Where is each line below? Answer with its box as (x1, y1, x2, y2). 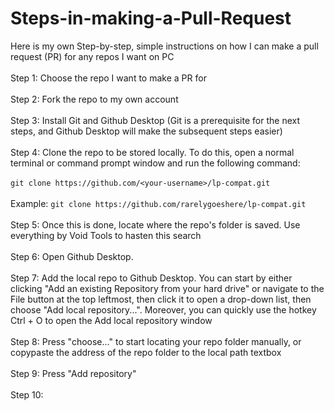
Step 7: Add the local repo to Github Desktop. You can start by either (10, 272, 293, 284)
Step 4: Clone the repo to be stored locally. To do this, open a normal (10, 146, 295, 158)
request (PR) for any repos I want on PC (10, 50, 175, 62)
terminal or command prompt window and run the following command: (10, 157, 301, 169)
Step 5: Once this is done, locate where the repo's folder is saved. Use (10, 218, 301, 231)
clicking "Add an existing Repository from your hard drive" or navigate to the (10, 282, 325, 294)
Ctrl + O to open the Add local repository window (10, 314, 213, 326)
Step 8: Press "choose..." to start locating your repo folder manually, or (10, 335, 302, 347)
